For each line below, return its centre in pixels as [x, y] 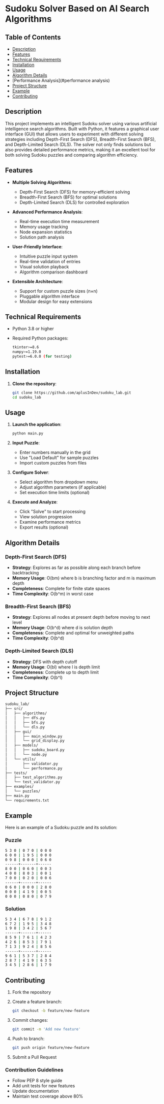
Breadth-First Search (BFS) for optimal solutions [68, 197]
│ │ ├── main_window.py [34, 736]
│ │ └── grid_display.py [35, 741]
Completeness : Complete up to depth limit [55, 672]
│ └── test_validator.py [33, 782]
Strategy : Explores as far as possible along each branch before [76, 568]
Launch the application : [37, 425]
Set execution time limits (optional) [55, 493]
